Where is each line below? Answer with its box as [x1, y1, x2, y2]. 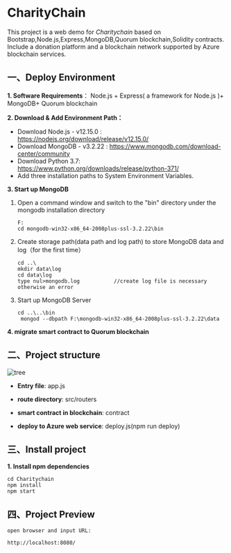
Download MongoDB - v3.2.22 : [17, 142, 108, 150]
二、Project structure [7, 349, 101, 361]
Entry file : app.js [17, 381, 66, 389]
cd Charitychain [7, 476, 54, 483]
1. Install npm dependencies [7, 462, 90, 471]
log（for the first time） [17, 245, 85, 254]
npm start [7, 488, 36, 495]
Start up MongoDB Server [17, 296, 92, 304]
